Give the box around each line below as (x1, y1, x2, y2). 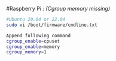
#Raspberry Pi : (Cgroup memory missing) (6, 5, 111, 12)
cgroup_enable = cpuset (6, 38, 60, 44)
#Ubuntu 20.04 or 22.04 (6, 17, 66, 23)
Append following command (6, 33, 71, 38)
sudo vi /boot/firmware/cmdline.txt (6, 22, 97, 28)
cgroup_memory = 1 (6, 49, 47, 55)
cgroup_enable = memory (6, 44, 60, 50)
